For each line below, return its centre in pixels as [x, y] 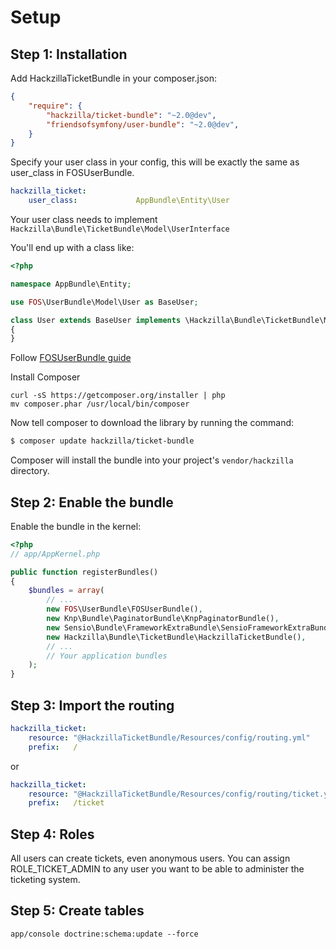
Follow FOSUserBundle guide [71, 358]
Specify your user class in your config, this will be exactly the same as [155, 162]
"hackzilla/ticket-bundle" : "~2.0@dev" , [131, 115]
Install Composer [45, 377]
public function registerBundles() [84, 572]
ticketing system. [45, 880]
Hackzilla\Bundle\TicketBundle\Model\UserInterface [120, 229]
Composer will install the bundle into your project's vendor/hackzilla [152, 460]
